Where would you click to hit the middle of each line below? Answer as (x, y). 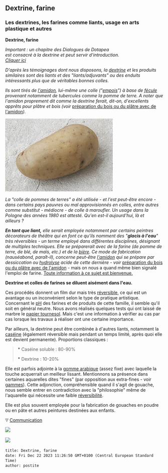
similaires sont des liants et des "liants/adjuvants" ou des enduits (73, 75)
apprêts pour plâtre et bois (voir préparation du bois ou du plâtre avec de (81, 106)
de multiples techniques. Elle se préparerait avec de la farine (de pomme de (83, 246)
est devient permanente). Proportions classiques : (57, 339)
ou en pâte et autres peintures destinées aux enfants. (60, 410)
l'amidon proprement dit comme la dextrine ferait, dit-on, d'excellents (77, 101)
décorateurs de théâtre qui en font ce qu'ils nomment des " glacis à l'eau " (82, 236)
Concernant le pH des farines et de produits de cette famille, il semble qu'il (82, 303)
